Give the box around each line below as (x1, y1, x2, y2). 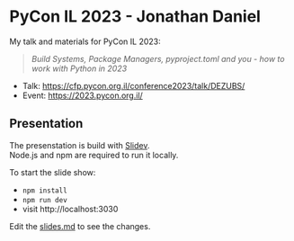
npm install (22, 186, 67, 195)
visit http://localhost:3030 (22, 203, 119, 214)
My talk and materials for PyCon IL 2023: (9, 36, 162, 47)
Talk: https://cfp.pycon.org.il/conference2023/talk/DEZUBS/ (22, 80, 245, 91)
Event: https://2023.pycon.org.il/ (22, 90, 144, 101)
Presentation (9, 116, 84, 131)
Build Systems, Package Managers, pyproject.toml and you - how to (31, 53, 285, 64)
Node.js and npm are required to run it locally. (9, 149, 179, 160)
